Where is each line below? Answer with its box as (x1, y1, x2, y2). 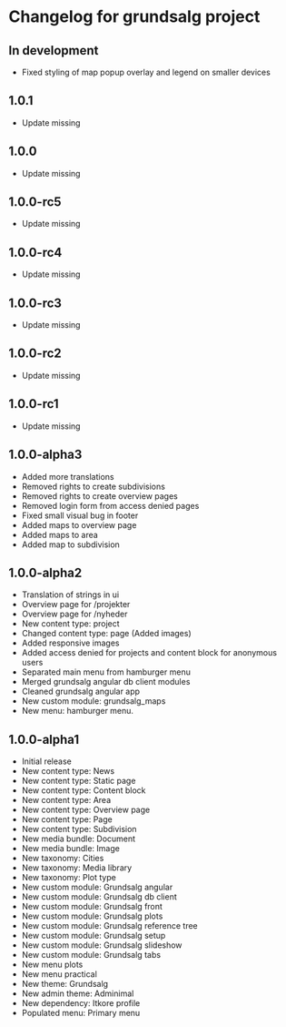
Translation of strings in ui (21, 589, 120, 600)
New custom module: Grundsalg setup (21, 930, 166, 941)
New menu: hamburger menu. (21, 706, 133, 717)
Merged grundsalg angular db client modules (21, 676, 191, 687)
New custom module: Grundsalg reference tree (21, 920, 199, 931)
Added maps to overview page (21, 519, 137, 530)
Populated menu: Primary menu (21, 1008, 141, 1019)
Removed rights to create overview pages (21, 490, 178, 502)
